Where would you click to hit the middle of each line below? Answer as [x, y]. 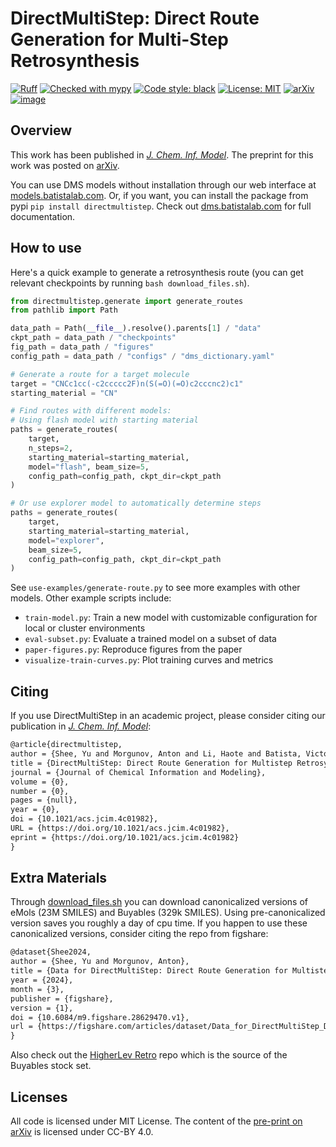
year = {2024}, [42, 980]
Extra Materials [59, 878]
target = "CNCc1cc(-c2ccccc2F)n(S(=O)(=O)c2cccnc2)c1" [127, 383]
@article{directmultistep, [66, 745]
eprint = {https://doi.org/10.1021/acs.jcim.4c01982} [125, 837]
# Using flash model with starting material [104, 420]
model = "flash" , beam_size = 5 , [89, 467]
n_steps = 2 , [51, 448]
